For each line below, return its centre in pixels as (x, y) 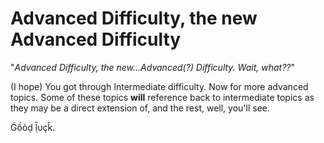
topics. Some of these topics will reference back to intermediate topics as (162, 97)
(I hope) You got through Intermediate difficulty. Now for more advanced (159, 86)
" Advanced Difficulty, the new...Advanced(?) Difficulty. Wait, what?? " (152, 67)
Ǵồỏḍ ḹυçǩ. (33, 127)
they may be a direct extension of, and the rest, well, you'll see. (140, 108)
